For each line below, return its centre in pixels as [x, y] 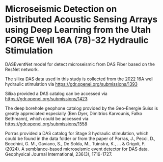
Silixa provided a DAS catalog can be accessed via [56, 93]
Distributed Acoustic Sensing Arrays [81, 19]
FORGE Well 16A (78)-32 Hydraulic [77, 40]
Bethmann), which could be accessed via [47, 118]
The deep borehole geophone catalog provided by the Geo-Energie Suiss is [81, 108]
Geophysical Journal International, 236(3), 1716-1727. [59, 154]
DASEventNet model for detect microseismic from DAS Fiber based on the [80, 64]
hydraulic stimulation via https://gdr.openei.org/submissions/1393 [71, 84]
